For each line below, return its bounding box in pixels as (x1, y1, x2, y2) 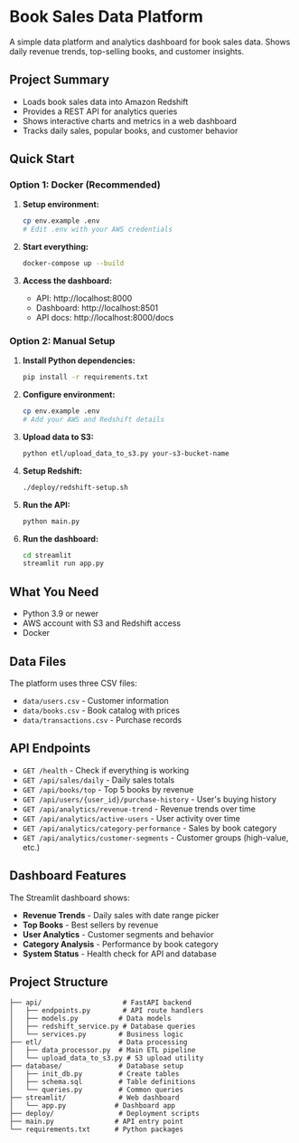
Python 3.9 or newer (22, 609, 99, 620)
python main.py (22, 516, 80, 526)
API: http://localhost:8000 (35, 293, 133, 304)
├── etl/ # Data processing (9, 1038, 188, 1047)
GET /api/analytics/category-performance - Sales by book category (22, 822, 277, 833)
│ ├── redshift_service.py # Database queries (9, 1022, 196, 1032)
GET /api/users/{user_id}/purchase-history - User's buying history (22, 793, 277, 804)
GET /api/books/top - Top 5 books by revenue (22, 783, 194, 794)
